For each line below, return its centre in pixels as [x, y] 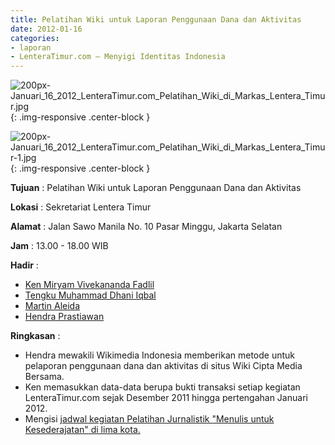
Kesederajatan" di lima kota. [82, 430]
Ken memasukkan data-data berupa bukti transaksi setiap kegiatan [162, 387]
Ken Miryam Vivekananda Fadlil [89, 285]
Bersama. [44, 377]
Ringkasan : [35, 336]
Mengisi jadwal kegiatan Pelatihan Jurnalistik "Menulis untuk [149, 419]
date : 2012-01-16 [46, 29]
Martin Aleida [52, 306]
